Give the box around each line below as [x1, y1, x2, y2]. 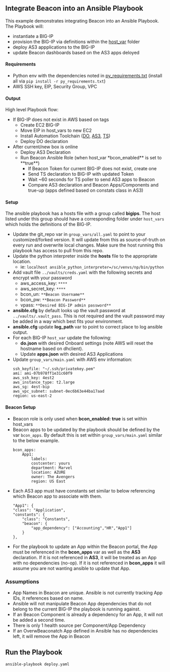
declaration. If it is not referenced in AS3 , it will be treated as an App [12, 554, 157, 560]
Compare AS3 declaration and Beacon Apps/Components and [28, 182, 159, 188]
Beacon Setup [5, 404, 36, 411]
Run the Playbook [5, 648, 63, 657]
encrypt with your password [12, 275, 72, 281]
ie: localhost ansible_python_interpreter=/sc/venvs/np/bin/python [20, 264, 164, 270]
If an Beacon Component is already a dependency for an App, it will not [12, 611, 163, 617]
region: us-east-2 [12, 393, 52, 399]
